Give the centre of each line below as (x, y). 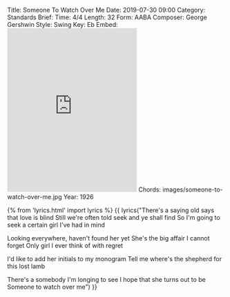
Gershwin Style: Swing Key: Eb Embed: (63, 24)
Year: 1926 (78, 197)
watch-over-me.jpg (35, 197)
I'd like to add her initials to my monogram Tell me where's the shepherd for (115, 259)
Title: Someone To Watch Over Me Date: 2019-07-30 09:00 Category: (106, 10)
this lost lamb (26, 266)
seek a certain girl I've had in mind (56, 225)
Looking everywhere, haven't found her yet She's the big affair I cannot (108, 238)
